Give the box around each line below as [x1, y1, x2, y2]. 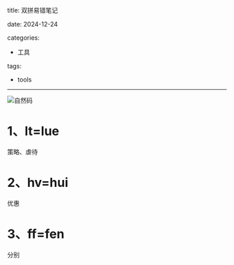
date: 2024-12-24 [7, 20, 58, 28]
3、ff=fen [7, 226, 65, 242]
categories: [7, 33, 40, 42]
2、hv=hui [7, 175, 68, 190]
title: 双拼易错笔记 [7, 6, 58, 14]
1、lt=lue [7, 123, 60, 139]
